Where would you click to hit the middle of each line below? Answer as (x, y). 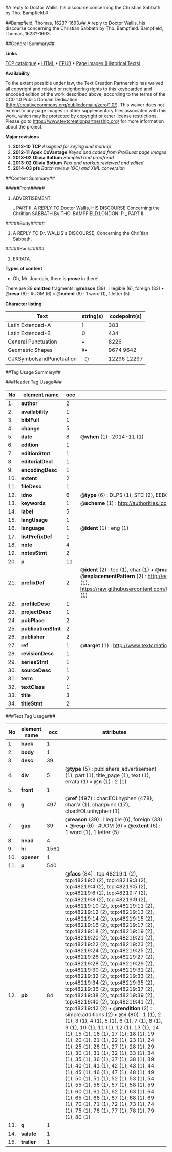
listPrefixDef (37, 536)
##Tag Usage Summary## (33, 372)
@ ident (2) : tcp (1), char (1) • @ (120, 570)
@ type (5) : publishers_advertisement (111, 769)
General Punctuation (33, 342)
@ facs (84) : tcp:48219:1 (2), (101, 874)
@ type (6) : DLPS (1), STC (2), (117, 495)
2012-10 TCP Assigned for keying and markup (62, 146)
